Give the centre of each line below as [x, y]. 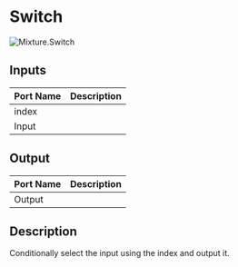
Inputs [28, 70]
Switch [36, 17]
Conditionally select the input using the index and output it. [119, 253]
